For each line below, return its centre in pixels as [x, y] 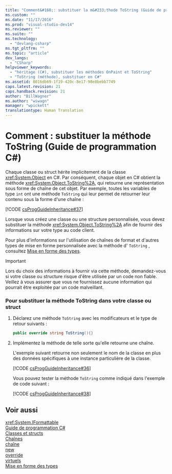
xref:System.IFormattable [32, 422]
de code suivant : [31, 384]
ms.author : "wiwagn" [27, 101]
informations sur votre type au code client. [50, 230]
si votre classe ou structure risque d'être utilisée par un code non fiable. [81, 276]
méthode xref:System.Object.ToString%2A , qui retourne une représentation [85, 183]
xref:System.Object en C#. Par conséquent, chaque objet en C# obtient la [83, 177]
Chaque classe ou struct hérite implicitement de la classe [66, 172]
